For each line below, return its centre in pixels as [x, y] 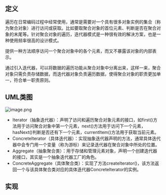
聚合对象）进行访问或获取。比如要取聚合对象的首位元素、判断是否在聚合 [83, 28]
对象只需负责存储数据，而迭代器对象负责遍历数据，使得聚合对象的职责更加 [81, 74]
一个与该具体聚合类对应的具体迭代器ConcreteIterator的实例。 [79, 169]
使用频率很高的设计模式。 [35, 40]
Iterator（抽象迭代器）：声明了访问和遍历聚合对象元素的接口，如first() [83, 120]
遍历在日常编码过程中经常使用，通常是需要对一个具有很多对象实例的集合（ [81, 22]
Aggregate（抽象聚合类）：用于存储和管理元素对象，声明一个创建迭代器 [84, 151]
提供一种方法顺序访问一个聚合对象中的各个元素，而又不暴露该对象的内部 [79, 51]
